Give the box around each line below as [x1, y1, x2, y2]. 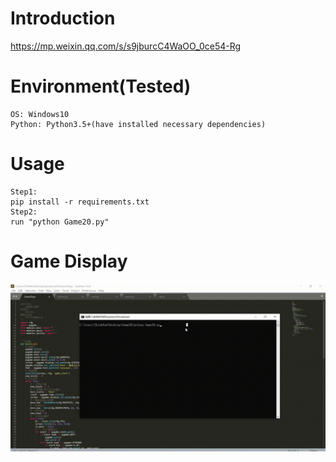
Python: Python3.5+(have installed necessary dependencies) [10, 119, 267, 129]
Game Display [10, 250, 128, 272]
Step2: [10, 207, 38, 217]
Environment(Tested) [10, 75, 192, 98]
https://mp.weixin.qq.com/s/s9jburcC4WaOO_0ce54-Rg [10, 40, 242, 52]
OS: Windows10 [10, 109, 70, 119]
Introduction [10, 7, 116, 30]
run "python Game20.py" [10, 217, 110, 227]
